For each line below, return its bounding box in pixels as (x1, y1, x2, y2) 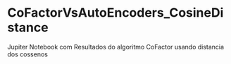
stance (7, 19, 49, 35)
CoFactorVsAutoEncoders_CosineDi (7, 5, 224, 21)
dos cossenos (7, 50, 48, 58)
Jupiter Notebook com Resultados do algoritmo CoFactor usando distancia (7, 42, 224, 51)
